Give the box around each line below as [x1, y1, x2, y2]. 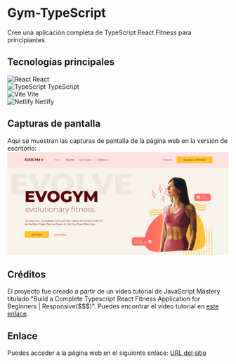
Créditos [7, 268, 46, 280]
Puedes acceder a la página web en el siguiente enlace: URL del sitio [7, 349, 207, 357]
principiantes [7, 35, 46, 44]
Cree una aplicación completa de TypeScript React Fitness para [7, 28, 192, 37]
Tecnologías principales [7, 56, 114, 68]
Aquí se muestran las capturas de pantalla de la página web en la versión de [7, 136, 228, 145]
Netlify [34, 97, 55, 106]
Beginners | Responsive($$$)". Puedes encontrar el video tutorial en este [7, 302, 219, 310]
